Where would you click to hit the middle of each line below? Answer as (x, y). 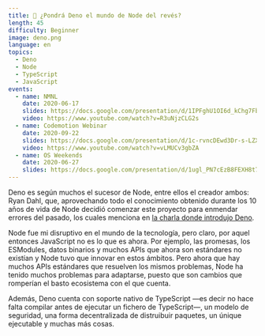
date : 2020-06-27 (51, 163)
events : (21, 89)
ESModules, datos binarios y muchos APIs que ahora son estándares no (125, 249)
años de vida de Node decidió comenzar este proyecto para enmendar (123, 209)
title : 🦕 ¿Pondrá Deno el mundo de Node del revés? (95, 15)
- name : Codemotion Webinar (62, 126)
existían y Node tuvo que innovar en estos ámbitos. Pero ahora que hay (124, 258)
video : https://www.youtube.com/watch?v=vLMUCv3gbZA (111, 148)
